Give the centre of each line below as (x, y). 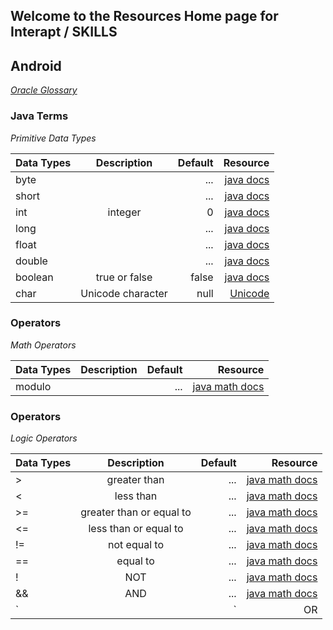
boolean (34, 277)
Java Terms (39, 116)
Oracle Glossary (44, 90)
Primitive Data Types (53, 138)
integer (124, 212)
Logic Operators (44, 438)
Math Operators (43, 345)
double (31, 261)
